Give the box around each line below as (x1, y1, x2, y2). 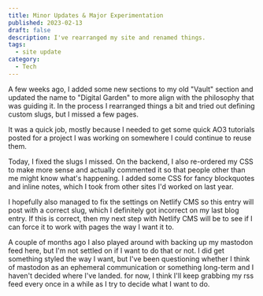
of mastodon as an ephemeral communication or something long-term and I (8, 262, 254, 272)
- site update (15, 48, 61, 56)
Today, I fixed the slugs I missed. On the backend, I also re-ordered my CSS (8, 157, 254, 166)
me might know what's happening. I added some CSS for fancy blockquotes (8, 173, 255, 183)
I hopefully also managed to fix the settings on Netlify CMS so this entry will (8, 197, 254, 206)
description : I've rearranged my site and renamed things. (8, 33, 206, 42)
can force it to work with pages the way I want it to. (8, 222, 175, 231)
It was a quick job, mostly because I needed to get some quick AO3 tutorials (8, 124, 255, 134)
